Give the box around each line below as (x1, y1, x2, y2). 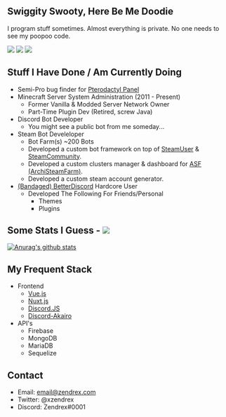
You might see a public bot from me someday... (27, 122, 165, 130)
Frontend (17, 282, 44, 290)
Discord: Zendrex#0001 (17, 403, 86, 411)
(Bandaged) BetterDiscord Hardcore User (17, 182, 138, 190)
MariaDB (27, 341, 54, 350)
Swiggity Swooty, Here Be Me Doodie (7, 6, 174, 18)
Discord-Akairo (27, 312, 72, 320)
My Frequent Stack (7, 263, 93, 275)
